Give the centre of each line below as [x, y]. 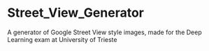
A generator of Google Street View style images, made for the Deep [104, 32]
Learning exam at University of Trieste [62, 39]
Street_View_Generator [76, 13]
